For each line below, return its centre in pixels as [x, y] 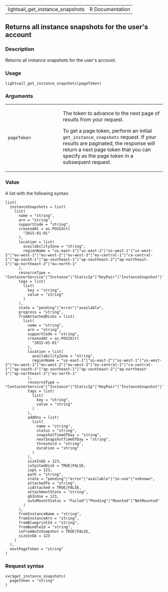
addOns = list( [43, 417]
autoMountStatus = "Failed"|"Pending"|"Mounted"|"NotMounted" [93, 501]
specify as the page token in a [98, 156]
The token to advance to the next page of [111, 113]
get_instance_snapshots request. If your [109, 137]
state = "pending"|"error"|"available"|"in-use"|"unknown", [91, 479]
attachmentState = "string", [58, 492]
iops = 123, [40, 470]
